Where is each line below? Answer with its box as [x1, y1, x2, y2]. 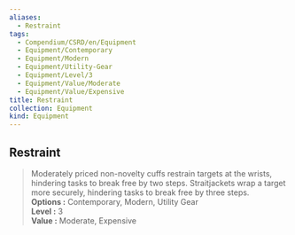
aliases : [9, 12, 42, 22]
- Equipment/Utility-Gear [17, 63, 113, 72]
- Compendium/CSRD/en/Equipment [17, 37, 137, 47]
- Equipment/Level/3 [17, 71, 93, 80]
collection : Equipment [9, 104, 93, 113]
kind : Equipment [9, 112, 69, 121]
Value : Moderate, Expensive [30, 215, 137, 226]
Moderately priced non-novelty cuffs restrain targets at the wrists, [30, 168, 273, 178]
